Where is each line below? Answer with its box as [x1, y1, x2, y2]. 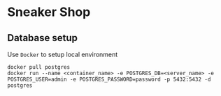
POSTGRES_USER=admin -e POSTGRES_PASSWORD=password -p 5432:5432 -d [7, 76, 211, 83]
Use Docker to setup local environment [7, 50, 118, 58]
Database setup [7, 32, 78, 44]
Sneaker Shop [7, 4, 91, 20]
